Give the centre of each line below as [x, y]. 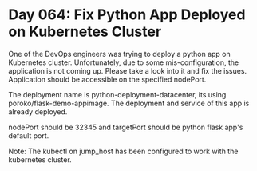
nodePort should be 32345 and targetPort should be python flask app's [126, 127]
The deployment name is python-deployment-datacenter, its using [117, 94]
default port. [29, 135]
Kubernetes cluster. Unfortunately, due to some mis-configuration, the [124, 62]
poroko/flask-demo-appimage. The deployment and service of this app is [129, 103]
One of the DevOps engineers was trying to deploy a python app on [120, 54]
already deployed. [38, 111]
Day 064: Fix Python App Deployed [127, 15]
